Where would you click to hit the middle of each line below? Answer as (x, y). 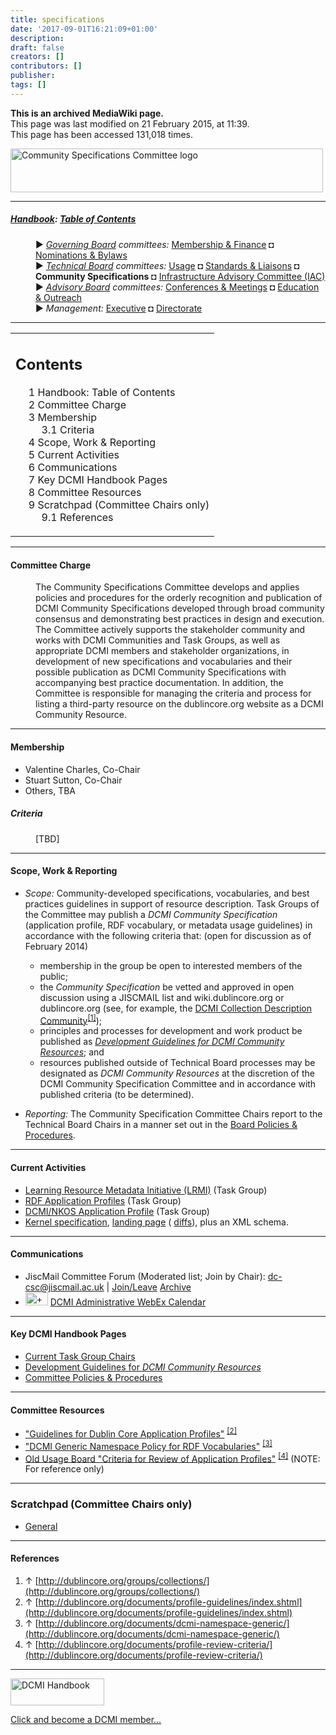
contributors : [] (46, 66)
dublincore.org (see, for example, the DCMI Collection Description (175, 1008)
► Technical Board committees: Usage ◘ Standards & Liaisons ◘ (167, 265)
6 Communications (73, 468)
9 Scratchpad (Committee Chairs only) (119, 505)
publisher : (33, 76)
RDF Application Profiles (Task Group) (103, 1200)
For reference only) (64, 1469)
